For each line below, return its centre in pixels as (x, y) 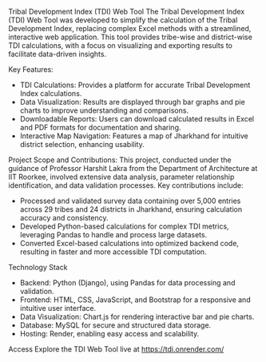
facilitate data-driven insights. (57, 54)
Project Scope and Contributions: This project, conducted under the (120, 160)
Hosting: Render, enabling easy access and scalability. (109, 334)
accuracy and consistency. (64, 218)
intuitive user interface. (58, 308)
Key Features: (31, 70)
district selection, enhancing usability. (82, 144)
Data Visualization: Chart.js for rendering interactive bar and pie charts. (137, 316)
